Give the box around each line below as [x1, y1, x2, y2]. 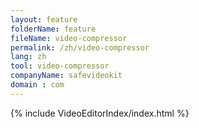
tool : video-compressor [10, 61, 110, 71]
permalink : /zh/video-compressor [10, 42, 150, 53]
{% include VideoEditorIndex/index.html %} [10, 107, 190, 119]
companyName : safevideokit [10, 71, 123, 81]
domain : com [10, 80, 65, 90]
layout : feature [10, 14, 78, 25]
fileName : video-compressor [10, 33, 128, 43]
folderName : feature [10, 24, 97, 34]
